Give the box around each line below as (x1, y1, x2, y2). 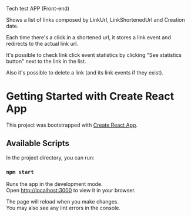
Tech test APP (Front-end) (6, 5, 69, 12)
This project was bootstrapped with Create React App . (6, 121, 138, 128)
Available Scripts (6, 138, 69, 148)
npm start (6, 168, 34, 175)
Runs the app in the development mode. (6, 181, 103, 188)
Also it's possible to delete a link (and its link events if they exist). (6, 69, 163, 76)
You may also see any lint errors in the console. (6, 205, 120, 212)
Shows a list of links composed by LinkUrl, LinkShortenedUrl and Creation (6, 16, 185, 23)
